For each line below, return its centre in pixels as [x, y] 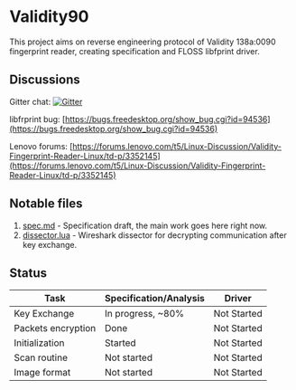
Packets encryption [55, 328]
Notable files [46, 204]
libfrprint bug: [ [37, 119]
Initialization [39, 343]
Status [28, 273]
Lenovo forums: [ [41, 146]
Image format [42, 373]
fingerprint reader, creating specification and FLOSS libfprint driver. [134, 51]
